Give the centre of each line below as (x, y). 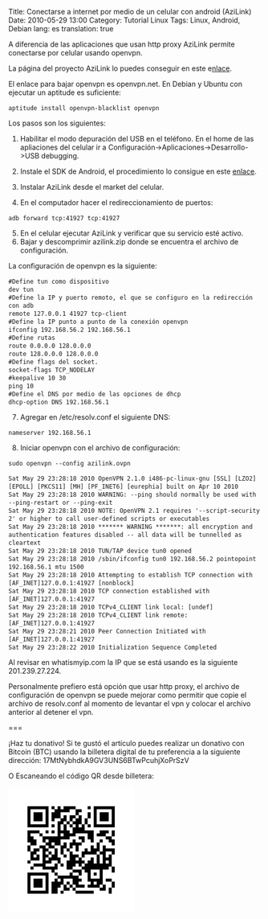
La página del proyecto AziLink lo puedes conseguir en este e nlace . (120, 68)
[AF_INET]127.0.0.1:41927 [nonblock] (71, 583)
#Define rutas (32, 338)
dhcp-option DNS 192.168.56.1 (59, 402)
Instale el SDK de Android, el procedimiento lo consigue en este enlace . (138, 171)
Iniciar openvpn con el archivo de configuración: (100, 448)
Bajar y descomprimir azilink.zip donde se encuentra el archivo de (129, 242)
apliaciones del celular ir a (63, 147)
